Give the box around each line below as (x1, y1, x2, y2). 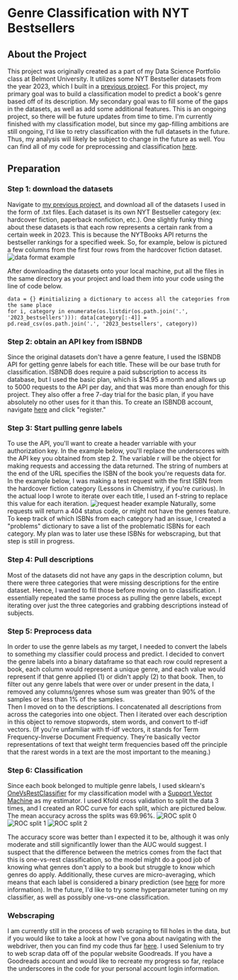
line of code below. (7, 281, 63, 290)
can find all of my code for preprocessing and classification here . (7, 142, 198, 150)
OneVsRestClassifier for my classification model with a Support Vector (7, 789, 212, 798)
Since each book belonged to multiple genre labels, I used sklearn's (7, 782, 205, 790)
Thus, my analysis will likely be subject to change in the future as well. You (7, 135, 225, 143)
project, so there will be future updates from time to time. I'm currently (7, 112, 212, 120)
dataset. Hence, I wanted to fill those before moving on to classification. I (7, 586, 221, 595)
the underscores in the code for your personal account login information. (7, 964, 220, 973)
